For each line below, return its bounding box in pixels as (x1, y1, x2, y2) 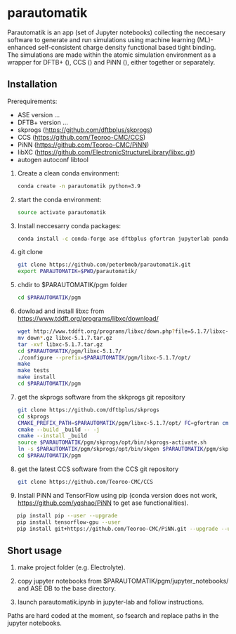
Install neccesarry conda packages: (17, 221, 122, 230)
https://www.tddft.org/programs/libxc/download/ (17, 315, 159, 322)
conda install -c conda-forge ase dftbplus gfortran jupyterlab (17, 235, 210, 242)
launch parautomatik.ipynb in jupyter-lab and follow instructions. (17, 598, 204, 607)
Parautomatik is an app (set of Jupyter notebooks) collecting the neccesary (7, 28, 226, 37)
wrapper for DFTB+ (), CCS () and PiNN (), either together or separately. (7, 58, 216, 66)
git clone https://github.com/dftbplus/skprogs (17, 406, 159, 414)
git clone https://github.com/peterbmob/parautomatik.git (17, 261, 191, 268)
